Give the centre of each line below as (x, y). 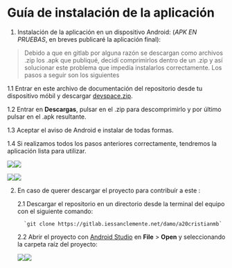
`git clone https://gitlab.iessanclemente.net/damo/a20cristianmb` (123, 224)
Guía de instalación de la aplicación (111, 13)
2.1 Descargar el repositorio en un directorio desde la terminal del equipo (121, 203)
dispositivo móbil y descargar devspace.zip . (70, 96)
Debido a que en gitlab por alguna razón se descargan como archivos (124, 53)
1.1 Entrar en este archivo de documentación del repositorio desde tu (105, 88)
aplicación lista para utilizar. (47, 151)
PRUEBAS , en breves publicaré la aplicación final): (89, 39)
